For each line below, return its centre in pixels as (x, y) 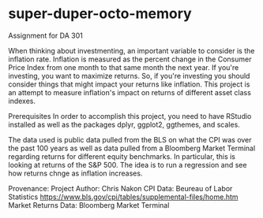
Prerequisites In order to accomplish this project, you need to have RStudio (130, 116)
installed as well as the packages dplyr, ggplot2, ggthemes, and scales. (124, 124)
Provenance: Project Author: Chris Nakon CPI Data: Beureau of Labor (120, 188)
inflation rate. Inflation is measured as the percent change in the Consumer (130, 59)
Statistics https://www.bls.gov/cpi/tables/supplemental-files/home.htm (123, 197)
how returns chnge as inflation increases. (75, 173)
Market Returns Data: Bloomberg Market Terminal (89, 205)
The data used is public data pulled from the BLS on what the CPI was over (130, 139)
